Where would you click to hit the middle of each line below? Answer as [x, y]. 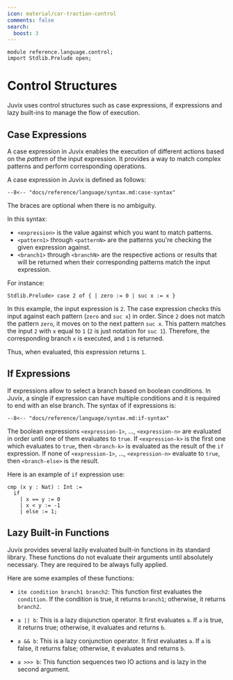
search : [18, 27]
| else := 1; [39, 511]
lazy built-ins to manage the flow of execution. [74, 113]
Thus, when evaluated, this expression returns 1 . [77, 352]
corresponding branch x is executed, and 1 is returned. [86, 338]
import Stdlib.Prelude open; [49, 59]
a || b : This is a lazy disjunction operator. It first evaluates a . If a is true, [120, 620]
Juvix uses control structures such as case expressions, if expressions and [115, 105]
